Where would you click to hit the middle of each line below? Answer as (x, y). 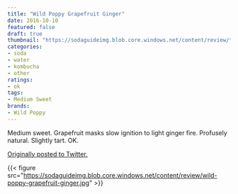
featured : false (31, 27)
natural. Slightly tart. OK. (43, 140)
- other (19, 73)
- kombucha (23, 67)
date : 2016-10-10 (33, 21)
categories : (25, 47)
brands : (19, 106)
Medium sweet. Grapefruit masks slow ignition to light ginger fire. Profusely (118, 132)
